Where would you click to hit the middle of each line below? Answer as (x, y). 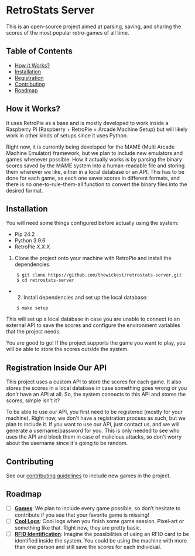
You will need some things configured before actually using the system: (92, 223)
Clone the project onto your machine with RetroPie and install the (93, 258)
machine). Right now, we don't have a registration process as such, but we (96, 418)
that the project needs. (33, 332)
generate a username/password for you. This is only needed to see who (93, 431)
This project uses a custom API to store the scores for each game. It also (94, 382)
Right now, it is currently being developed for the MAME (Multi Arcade (90, 147)
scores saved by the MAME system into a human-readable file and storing (95, 166)
